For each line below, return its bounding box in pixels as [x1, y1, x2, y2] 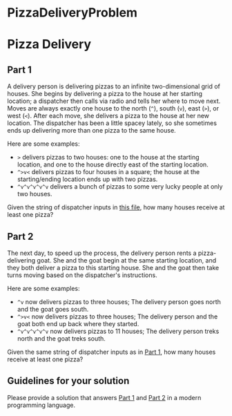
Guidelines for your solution [7, 375, 130, 387]
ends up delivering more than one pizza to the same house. [7, 126, 176, 135]
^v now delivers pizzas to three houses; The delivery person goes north [17, 298, 221, 305]
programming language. [7, 401, 76, 409]
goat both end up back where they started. [17, 320, 139, 328]
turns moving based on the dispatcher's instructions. [7, 271, 157, 279]
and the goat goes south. [17, 305, 89, 313]
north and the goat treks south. [17, 334, 106, 343]
